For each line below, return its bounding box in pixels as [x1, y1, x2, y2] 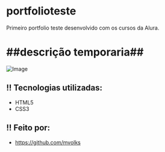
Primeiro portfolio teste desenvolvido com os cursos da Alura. [6, 24, 160, 31]
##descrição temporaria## [6, 45, 144, 59]
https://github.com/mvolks [14, 139, 81, 146]
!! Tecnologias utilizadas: [6, 83, 103, 93]
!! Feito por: [6, 122, 51, 133]
